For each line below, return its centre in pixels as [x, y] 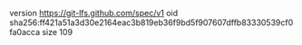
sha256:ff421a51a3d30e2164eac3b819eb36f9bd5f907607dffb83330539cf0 [151, 22]
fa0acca [25, 32]
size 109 [58, 32]
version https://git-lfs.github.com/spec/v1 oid [94, 13]
